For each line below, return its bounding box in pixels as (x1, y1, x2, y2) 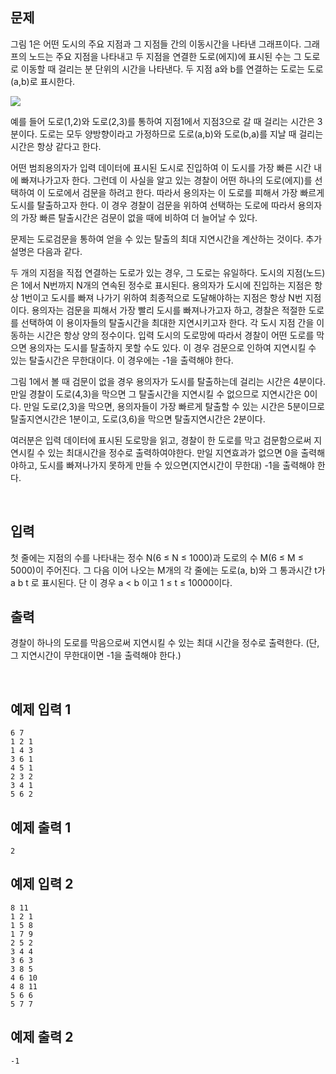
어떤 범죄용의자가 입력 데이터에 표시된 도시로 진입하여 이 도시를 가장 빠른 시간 (10, 161, 312, 173)
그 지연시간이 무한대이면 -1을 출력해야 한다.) (10, 649, 182, 662)
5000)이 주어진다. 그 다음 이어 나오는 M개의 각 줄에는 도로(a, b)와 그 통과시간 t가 (10, 564, 326, 576)
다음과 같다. (36, 245, 83, 257)
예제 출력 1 (10, 819, 72, 836)
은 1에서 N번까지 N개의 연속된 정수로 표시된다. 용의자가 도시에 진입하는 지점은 (10, 279, 313, 291)
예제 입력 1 (10, 701, 72, 718)
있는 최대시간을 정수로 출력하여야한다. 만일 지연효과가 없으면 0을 (47, 446, 299, 458)
